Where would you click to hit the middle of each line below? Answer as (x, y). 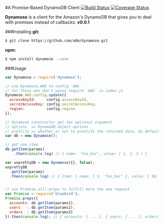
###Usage (16, 68)
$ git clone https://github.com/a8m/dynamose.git (57, 41)
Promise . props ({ (21, 199)
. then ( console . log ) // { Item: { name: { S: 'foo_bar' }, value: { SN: (84, 176)
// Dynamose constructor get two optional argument (59, 122)
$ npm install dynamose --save (37, 59)
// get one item (21, 145)
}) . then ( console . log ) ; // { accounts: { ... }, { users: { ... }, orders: (83, 217)
